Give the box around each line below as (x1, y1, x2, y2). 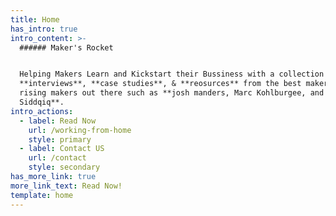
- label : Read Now (19, 116, 97, 126)
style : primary (28, 134, 92, 145)
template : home (10, 190, 74, 200)
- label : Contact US (19, 144, 105, 154)
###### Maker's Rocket (19, 42, 114, 53)
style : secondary (28, 162, 101, 173)
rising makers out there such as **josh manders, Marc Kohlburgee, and (19, 88, 325, 98)
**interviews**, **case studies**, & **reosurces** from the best (19, 79, 302, 89)
